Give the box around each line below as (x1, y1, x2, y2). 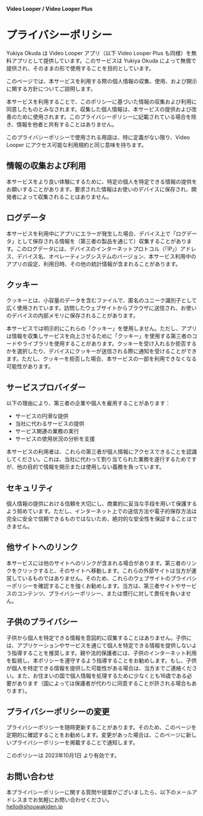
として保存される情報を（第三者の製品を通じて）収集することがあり (16, 237, 187, 244)
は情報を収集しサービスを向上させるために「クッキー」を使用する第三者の (6, 332, 192, 340)
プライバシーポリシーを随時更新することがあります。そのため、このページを (6, 724, 197, 731)
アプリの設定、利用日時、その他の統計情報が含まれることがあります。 (6, 260, 181, 268)
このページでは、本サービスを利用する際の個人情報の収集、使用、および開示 (6, 77, 198, 84)
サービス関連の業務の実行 (15, 428, 79, 435)
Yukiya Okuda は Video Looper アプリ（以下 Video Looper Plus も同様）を (6, 49, 192, 56)
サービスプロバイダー (6, 382, 86, 393)
